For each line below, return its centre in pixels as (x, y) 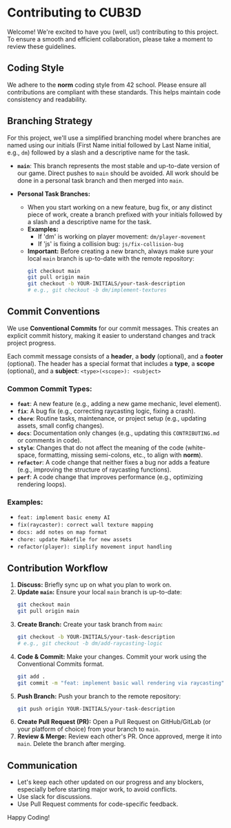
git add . (31, 676)
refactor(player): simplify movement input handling (94, 547)
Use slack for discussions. (54, 797)
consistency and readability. (47, 99)
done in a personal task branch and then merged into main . (100, 180)
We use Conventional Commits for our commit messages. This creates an (113, 328)
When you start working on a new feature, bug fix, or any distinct (120, 207)
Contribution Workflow (58, 568)
